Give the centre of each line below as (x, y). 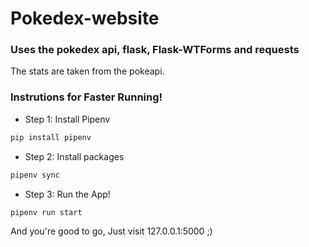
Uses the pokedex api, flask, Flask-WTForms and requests (155, 50)
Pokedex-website (85, 18)
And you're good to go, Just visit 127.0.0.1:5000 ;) (111, 231)
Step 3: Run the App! (67, 194)
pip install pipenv (51, 137)
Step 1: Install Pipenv (67, 119)
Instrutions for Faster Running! (86, 97)
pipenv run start (46, 212)
